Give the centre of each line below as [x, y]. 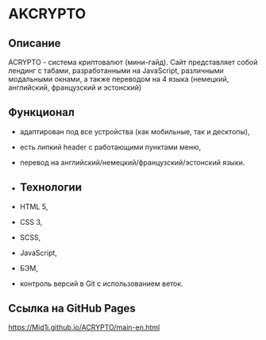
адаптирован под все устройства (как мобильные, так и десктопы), [135, 131]
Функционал [42, 112]
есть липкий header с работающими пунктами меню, [110, 147]
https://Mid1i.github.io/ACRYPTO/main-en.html [84, 327]
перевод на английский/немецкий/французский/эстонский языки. [132, 162]
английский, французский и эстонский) [75, 87]
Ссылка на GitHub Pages [72, 309]
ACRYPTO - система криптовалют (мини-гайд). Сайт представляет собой [133, 62]
